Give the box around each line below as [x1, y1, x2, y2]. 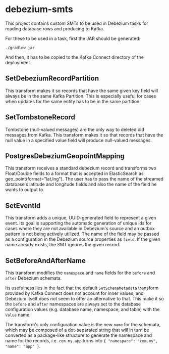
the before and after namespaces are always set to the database [5, 301, 141, 307]
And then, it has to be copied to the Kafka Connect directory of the [5, 54, 144, 60]
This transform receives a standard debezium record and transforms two [5, 165, 156, 171]
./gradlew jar [5, 45, 35, 50]
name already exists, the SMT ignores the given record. [5, 242, 121, 248]
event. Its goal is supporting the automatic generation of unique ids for [5, 220, 152, 226]
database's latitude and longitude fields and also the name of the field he [5, 181, 157, 188]
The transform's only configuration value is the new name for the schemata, [5, 322, 161, 327]
